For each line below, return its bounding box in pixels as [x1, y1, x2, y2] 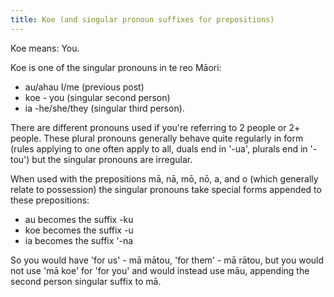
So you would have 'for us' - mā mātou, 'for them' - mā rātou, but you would [10, 254, 325, 266]
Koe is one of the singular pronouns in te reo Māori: [10, 61, 222, 73]
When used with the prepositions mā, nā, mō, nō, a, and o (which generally [10, 172, 319, 185]
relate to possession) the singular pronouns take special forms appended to [10, 183, 322, 195]
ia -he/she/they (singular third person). [24, 102, 185, 114]
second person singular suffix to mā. [10, 275, 162, 287]
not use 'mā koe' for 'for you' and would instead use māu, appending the [10, 264, 310, 276]
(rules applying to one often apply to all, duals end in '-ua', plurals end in [10, 142, 308, 155]
